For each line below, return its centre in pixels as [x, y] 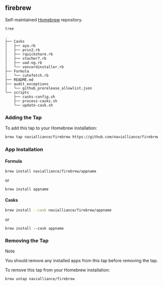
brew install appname [27, 189]
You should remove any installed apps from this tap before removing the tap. [81, 261]
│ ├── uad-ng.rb [24, 63]
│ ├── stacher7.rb [26, 58]
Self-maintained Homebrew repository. [44, 19]
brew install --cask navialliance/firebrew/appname [58, 210]
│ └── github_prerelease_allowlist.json [49, 88]
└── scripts [17, 92]
